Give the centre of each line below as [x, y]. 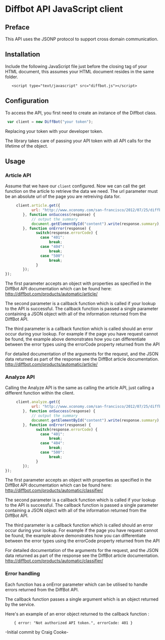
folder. [12, 77]
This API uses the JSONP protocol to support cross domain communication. [82, 39]
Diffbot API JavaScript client [64, 9]
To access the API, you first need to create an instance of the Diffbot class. [81, 113]
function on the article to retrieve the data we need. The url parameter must [82, 191]
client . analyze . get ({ [38, 402]
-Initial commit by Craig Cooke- [37, 632]
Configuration [27, 101]
